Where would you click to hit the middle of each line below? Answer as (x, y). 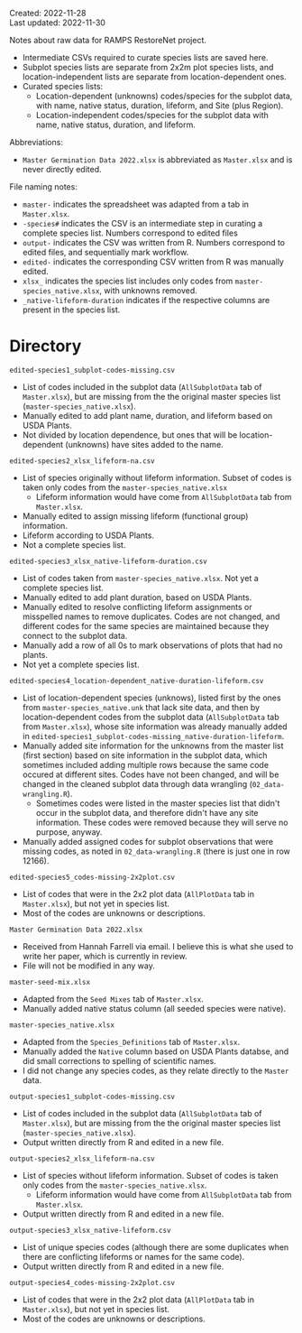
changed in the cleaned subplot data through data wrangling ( (137, 783)
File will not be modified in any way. (88, 966)
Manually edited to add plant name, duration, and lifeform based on (147, 415)
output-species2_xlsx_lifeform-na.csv (82, 1159)
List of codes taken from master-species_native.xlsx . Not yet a (140, 578)
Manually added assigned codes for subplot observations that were (147, 841)
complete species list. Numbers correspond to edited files (130, 233)
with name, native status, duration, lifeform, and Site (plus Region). (160, 106)
